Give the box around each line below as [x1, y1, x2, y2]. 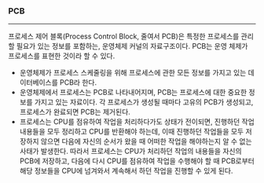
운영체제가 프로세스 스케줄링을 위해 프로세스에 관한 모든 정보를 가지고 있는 [19, 68, 247, 78]
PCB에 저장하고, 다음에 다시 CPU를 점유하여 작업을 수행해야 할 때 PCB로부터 [19, 156, 255, 166]
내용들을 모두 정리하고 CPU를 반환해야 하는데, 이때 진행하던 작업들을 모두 [19, 127, 244, 137]
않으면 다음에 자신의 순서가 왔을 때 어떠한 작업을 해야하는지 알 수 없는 [40, 137, 253, 146]
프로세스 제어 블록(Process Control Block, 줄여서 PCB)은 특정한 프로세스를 [8, 31, 240, 41]
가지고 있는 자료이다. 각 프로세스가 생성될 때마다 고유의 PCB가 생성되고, [34, 97, 254, 107]
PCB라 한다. [60, 78, 97, 87]
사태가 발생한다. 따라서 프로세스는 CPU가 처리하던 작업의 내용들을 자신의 [19, 147, 242, 156]
